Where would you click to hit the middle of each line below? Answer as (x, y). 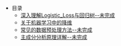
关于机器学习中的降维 (46, 22)
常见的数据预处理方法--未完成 (56, 30)
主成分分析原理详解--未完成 (54, 37)
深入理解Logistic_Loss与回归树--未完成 (68, 15)
